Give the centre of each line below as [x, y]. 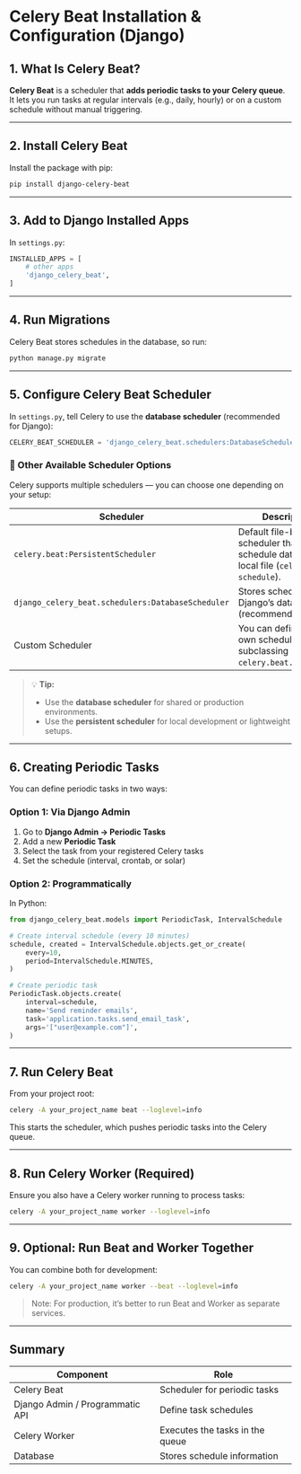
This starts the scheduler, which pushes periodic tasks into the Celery [138, 1127]
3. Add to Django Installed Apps [99, 221]
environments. [71, 711]
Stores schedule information [219, 1456]
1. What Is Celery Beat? [75, 69]
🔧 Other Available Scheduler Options [90, 465]
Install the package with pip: [61, 167]
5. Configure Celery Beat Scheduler [111, 395]
